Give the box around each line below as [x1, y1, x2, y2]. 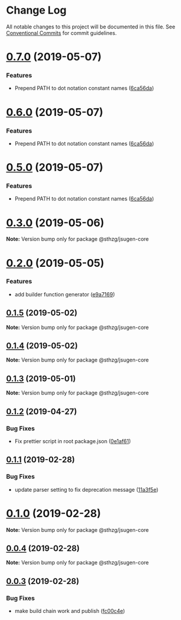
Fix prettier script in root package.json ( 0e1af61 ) [14, 437, 131, 444]
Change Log [6, 4, 67, 17]
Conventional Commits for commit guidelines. [6, 29, 117, 36]
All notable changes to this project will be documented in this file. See [6, 23, 176, 30]
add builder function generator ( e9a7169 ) [14, 290, 115, 298]
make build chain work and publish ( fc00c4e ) [14, 608, 126, 615]
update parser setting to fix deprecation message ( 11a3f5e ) [14, 486, 159, 493]
